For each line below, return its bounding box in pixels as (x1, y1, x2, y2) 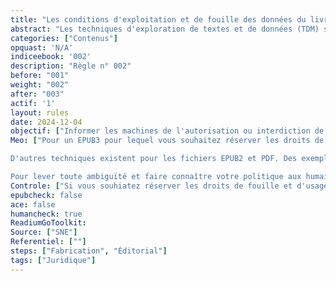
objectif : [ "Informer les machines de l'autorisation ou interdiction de (10, 126, 325, 136)
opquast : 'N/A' (10, 42, 74, 53)
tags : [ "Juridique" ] (10, 255, 97, 265)
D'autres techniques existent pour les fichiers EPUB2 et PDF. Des (10, 154, 298, 164)
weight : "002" (10, 80, 70, 90)
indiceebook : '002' (10, 52, 92, 62)
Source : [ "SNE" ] (10, 227, 78, 238)
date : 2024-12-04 (10, 117, 83, 127)
